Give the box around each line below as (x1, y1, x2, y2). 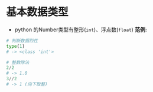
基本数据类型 (6, 5, 69, 19)
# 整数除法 (6, 60, 30, 65)
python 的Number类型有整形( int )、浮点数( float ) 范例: (14, 26, 148, 33)
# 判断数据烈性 (6, 38, 38, 44)
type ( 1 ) (6, 43, 25, 49)
